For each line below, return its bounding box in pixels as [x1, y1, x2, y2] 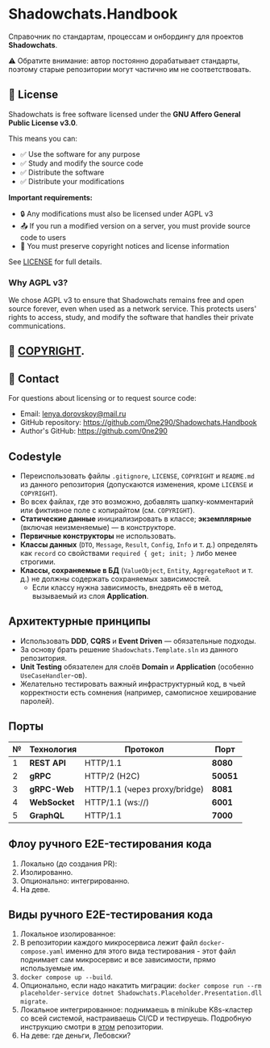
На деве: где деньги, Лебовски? [19, 1031, 131, 1041]
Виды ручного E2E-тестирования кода [8, 907, 214, 921]
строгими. [19, 557, 56, 566]
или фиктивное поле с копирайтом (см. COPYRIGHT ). [19, 506, 195, 516]
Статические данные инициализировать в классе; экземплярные [19, 514, 252, 524]
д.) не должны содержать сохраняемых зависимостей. [19, 575, 211, 584]
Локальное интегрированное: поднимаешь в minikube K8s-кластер [19, 1005, 253, 1015]
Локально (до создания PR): [19, 858, 118, 869]
